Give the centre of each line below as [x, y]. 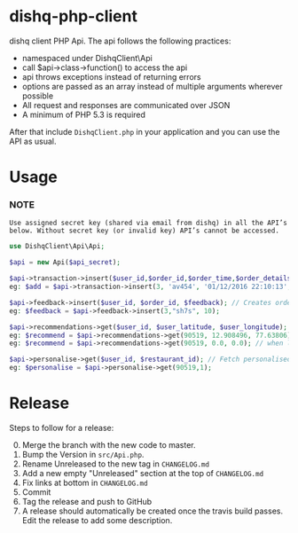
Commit [36, 492]
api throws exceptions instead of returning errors [111, 76]
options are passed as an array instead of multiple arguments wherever [153, 86]
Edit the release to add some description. [97, 520]
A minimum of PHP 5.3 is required [84, 114]
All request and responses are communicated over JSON [126, 105]
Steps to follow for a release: [62, 427]
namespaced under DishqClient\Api [87, 58]
